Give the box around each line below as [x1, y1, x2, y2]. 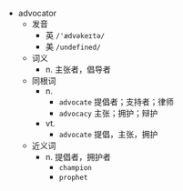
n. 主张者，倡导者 [45, 64, 111, 75]
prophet [58, 173, 88, 182]
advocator [17, 8, 57, 18]
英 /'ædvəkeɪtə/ [45, 30, 106, 40]
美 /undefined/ [45, 41, 102, 52]
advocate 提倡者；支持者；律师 [58, 96, 175, 107]
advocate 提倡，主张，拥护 [58, 129, 158, 139]
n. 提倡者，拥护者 [45, 152, 111, 162]
